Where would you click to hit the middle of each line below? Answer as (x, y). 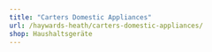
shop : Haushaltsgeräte (51, 33)
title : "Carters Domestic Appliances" (80, 17)
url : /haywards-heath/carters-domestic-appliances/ (106, 26)
